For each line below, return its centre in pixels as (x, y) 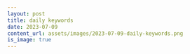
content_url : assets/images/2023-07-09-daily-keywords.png (95, 33)
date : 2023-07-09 (33, 27)
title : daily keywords (40, 20)
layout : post (26, 14)
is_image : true (29, 40)
